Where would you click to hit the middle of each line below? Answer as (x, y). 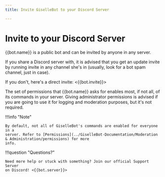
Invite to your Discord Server (65, 38)
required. (14, 107)
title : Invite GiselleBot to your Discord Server (57, 10)
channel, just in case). (27, 72)
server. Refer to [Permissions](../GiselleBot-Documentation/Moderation (82, 134)
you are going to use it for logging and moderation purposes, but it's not (79, 102)
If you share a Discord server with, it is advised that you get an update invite (82, 62)
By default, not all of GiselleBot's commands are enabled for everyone (82, 126)
